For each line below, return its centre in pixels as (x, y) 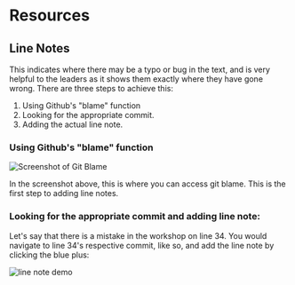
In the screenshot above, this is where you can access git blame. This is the (147, 184)
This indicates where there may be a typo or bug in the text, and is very (140, 69)
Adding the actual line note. (72, 124)
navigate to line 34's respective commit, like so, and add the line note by (142, 245)
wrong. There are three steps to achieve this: (91, 88)
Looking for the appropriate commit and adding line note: (135, 217)
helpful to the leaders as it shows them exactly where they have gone (136, 79)
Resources (50, 16)
